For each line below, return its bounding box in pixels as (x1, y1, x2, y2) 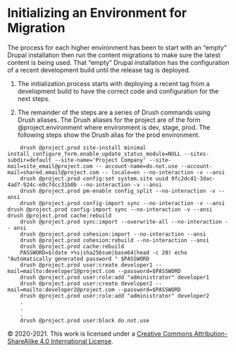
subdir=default (7, 157, 52, 164)
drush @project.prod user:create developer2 (20, 280, 153, 287)
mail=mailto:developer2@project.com (7, 286, 115, 293)
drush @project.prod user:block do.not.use (20, 317, 150, 324)
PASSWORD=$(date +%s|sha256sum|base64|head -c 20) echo (20, 249, 188, 256)
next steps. (17, 94, 51, 103)
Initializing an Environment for (7, 5, 187, 21)
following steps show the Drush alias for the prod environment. (17, 131, 201, 139)
